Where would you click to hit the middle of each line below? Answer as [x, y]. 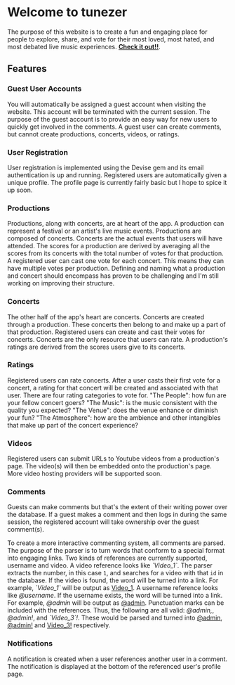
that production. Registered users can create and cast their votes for [106, 332]
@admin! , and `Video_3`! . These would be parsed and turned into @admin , [115, 618]
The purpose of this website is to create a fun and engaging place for [107, 32]
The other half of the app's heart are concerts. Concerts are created [106, 316]
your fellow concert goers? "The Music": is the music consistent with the [112, 402]
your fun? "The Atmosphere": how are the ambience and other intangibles [114, 417]
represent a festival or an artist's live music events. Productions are [105, 231]
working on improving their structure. [61, 283]
